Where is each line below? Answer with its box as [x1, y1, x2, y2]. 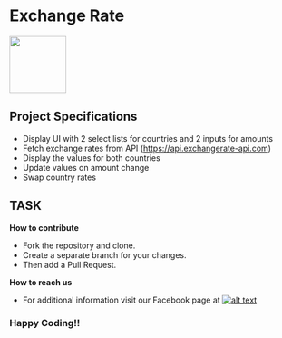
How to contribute [9, 222, 80, 233]
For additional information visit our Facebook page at [22, 294, 220, 305]
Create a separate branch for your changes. [22, 249, 187, 260]
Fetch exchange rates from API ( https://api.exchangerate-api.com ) [22, 143, 272, 154]
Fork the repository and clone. [22, 240, 136, 251]
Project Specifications [9, 109, 138, 124]
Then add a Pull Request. [22, 259, 117, 270]
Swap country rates [22, 172, 97, 183]
